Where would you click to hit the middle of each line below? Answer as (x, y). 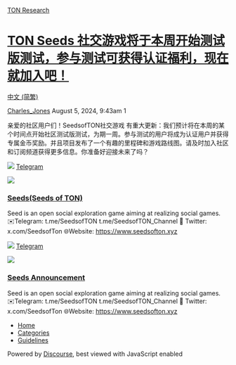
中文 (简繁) (23, 96)
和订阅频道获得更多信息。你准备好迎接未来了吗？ (78, 151)
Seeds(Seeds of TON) (45, 198)
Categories (33, 333)
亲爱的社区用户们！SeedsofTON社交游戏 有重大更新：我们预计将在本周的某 (116, 125)
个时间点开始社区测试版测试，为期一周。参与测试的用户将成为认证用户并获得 (118, 134)
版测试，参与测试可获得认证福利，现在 (118, 58)
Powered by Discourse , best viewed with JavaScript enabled (95, 354)
